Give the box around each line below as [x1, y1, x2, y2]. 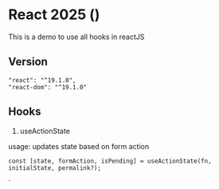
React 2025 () [8, 6, 100, 24]
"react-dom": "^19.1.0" [8, 83, 88, 91]
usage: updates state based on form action [8, 141, 150, 151]
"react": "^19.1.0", [8, 76, 77, 85]
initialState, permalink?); [8, 163, 102, 172]
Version [8, 55, 48, 69]
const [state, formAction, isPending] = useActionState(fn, [8, 157, 213, 165]
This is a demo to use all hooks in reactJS [8, 32, 145, 41]
